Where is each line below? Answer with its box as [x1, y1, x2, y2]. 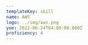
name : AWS [6, 14, 31, 20]
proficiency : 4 [6, 30, 43, 36]
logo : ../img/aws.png [6, 19, 59, 25]
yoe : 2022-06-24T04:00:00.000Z [6, 25, 83, 31]
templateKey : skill [6, 8, 54, 15]
